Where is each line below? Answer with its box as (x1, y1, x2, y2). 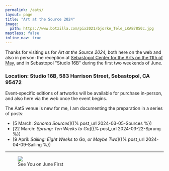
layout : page (5, 12, 33, 17)
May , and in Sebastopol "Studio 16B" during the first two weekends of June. (5, 60, 162, 66)
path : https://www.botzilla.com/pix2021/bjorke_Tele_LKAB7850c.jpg (10, 26, 154, 31)
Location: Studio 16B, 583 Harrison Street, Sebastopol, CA (5, 72, 150, 79)
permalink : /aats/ (5, 7, 44, 13)
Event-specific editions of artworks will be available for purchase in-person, (5, 90, 162, 96)
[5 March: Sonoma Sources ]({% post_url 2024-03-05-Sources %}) (12, 120, 152, 126)
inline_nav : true (5, 36, 42, 41)
